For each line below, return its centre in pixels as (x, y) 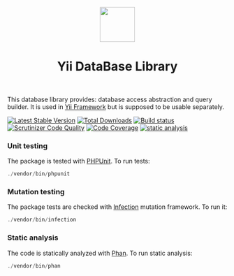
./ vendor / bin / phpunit (39, 174)
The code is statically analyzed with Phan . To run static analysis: (100, 253)
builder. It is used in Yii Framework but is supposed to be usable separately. (116, 107)
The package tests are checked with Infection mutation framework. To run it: (117, 207)
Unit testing (28, 145)
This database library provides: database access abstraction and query (110, 99)
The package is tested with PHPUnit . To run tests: (79, 161)
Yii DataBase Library (117, 67)
